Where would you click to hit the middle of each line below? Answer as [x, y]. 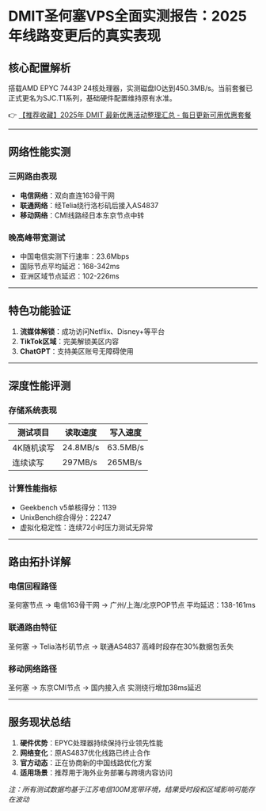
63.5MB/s [125, 448]
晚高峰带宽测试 [37, 237]
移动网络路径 [33, 669]
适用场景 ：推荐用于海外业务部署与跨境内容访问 [96, 772]
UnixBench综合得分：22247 [65, 517]
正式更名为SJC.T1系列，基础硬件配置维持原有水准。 [92, 98]
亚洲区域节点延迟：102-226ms [70, 276]
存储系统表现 [33, 411]
